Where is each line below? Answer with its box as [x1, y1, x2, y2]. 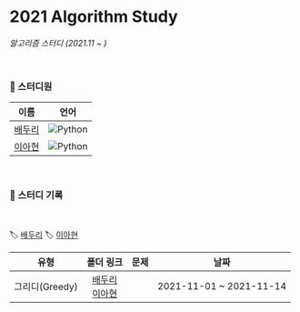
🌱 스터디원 [9, 80, 53, 93]
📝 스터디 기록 [9, 189, 64, 202]
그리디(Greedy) [14, 280, 78, 293]
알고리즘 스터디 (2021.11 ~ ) [9, 37, 107, 48]
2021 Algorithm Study [9, 6, 179, 27]
